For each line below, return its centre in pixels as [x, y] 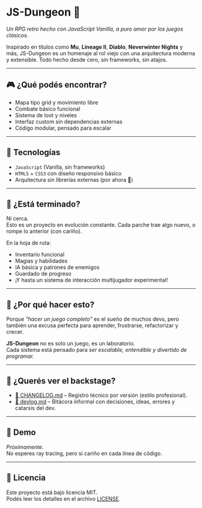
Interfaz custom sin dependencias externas [69, 121]
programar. [20, 356]
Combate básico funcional [47, 109]
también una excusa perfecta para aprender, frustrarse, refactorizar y [92, 325]
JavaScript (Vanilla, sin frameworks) [60, 167]
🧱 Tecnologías [33, 153]
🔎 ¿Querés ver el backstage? [61, 381]
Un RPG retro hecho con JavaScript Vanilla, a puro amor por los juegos [95, 29]
